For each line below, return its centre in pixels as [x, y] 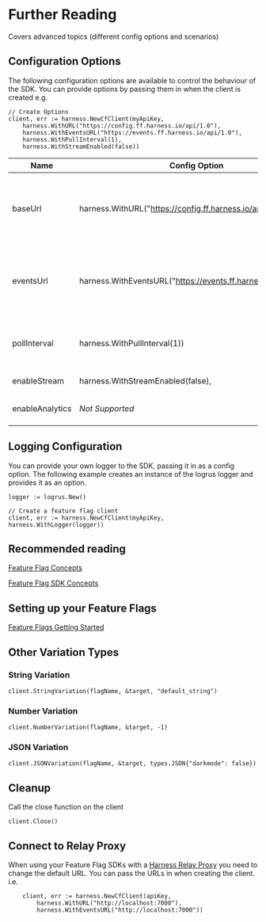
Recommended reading [67, 549]
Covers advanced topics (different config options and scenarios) [114, 36]
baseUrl [27, 208]
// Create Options [38, 112]
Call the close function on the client [66, 807]
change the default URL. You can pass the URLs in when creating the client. [131, 874]
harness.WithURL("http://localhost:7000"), [109, 903]
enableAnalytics [42, 408]
